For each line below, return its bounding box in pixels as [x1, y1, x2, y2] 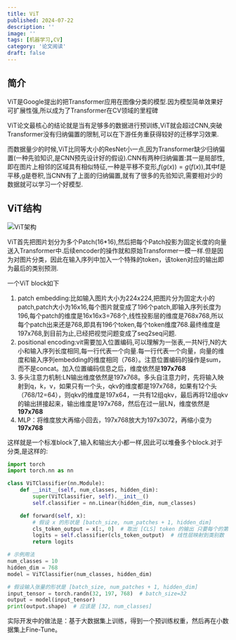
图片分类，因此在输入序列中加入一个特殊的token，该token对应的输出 [19, 255, 218, 264]
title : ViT [7, 10, 39, 18]
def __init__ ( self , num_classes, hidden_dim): [20, 487, 159, 494]
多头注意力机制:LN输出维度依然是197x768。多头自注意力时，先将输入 [17, 373, 218, 381]
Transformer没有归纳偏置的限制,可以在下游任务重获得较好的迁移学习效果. [7, 129, 219, 138]
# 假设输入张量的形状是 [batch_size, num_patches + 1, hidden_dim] [7, 583, 198, 591]
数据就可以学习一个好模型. [7, 180, 84, 188]
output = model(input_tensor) [7, 596, 96, 603]
